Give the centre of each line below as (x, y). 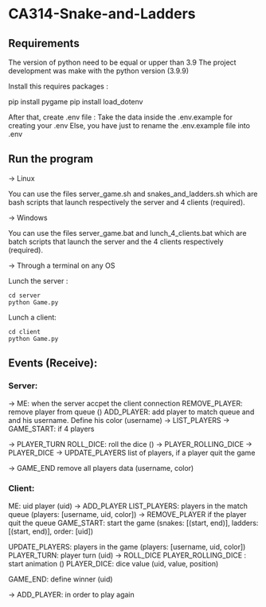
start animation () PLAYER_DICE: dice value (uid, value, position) (113, 563)
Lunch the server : (38, 280)
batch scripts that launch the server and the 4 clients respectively (116, 241)
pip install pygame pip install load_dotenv (76, 102)
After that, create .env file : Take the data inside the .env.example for (121, 117)
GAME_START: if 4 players (51, 429)
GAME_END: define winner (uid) (61, 579)
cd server (25, 296)
